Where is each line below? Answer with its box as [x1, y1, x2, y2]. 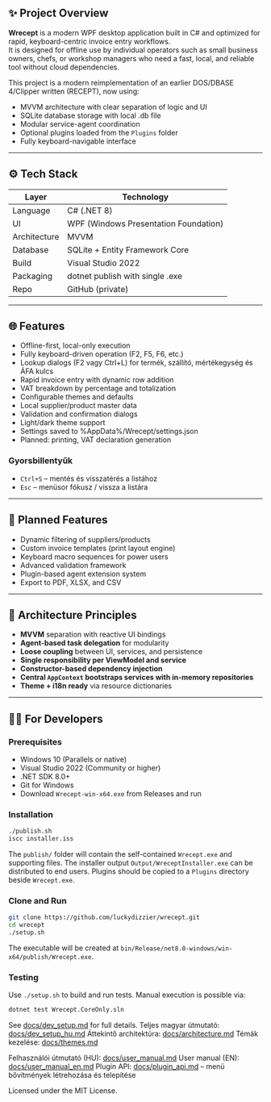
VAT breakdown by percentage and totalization [19, 383, 176, 394]
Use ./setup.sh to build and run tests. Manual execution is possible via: [8, 990, 246, 1000]
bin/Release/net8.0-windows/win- [120, 945, 233, 953]
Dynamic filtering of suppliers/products [19, 534, 151, 544]
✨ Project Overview [8, 6, 109, 20]
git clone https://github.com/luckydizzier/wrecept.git [8, 913, 200, 922]
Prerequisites [8, 736, 62, 747]
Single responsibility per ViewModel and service [19, 655, 187, 665]
